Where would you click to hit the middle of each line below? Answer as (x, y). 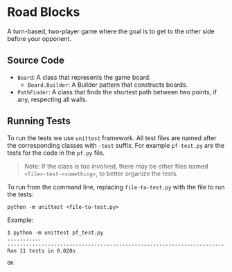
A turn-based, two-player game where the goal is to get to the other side (111, 31)
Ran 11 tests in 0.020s (42, 250)
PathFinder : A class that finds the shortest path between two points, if (117, 92)
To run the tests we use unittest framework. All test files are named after (112, 138)
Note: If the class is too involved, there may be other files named (116, 166)
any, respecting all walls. (52, 99)
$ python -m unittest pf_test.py (55, 232)
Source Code (36, 61)
